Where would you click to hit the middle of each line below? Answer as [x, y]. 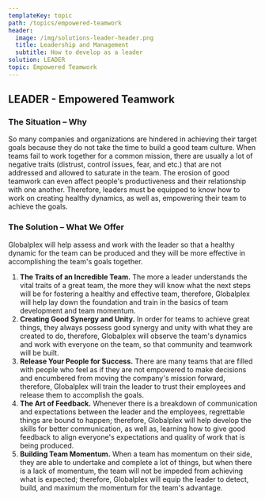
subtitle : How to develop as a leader [79, 52]
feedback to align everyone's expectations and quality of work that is [132, 437]
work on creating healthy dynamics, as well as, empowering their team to [127, 198]
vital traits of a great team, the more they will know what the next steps [135, 285]
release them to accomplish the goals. [82, 394]
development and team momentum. [78, 310]
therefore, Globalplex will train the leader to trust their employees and [133, 387]
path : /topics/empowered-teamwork [65, 23]
